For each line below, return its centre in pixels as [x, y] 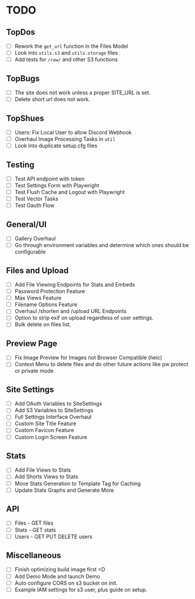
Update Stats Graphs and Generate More [64, 490]
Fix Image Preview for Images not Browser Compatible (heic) [88, 358]
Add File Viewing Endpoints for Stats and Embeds [75, 284]
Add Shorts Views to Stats [46, 477]
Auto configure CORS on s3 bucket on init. [66, 583]
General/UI [27, 224]
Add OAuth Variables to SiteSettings [58, 404]
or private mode [34, 371]
